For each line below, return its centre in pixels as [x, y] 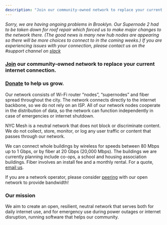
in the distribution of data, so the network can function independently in [79, 110]
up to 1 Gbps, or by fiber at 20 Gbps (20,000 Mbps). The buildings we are [81, 151]
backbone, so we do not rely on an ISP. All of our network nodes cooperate [83, 105]
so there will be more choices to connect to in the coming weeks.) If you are [83, 40]
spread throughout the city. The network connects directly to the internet [81, 100]
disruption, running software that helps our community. [62, 217]
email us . [15, 167]
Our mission [20, 195]
